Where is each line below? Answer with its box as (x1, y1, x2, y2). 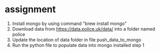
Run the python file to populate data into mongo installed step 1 (12, 42, 144, 48)
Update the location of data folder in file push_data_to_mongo (12, 37, 142, 43)
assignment (5, 4, 56, 15)
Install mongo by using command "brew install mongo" (12, 20, 127, 26)
